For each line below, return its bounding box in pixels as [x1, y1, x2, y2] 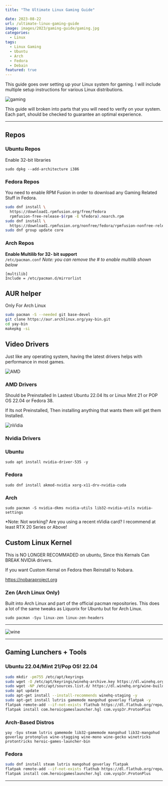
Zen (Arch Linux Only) [5, 589, 60, 596]
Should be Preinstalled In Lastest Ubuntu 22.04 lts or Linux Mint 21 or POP [5, 392, 158, 399]
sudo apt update [5, 688, 39, 693]
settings [5, 510, 23, 515]
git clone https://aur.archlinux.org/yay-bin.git [5, 317, 111, 322]
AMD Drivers [5, 381, 37, 388]
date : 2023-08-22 [5, 16, 41, 22]
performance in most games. [5, 358, 65, 364]
